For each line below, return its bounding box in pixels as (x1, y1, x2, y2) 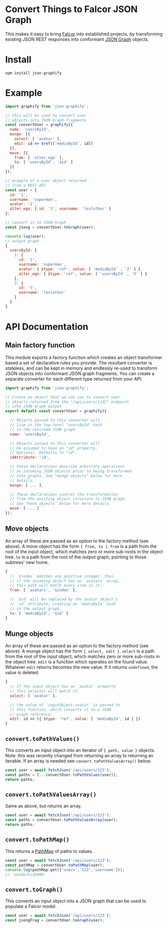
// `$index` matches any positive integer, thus (10, 574, 114, 579)
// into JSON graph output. (5, 404, 64, 409)
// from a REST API (5, 183, 46, 188)
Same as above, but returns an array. (5, 803, 82, 809)
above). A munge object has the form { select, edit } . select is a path (5, 648, 155, 654)
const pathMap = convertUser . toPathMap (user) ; (5, 863, 105, 868)
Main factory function (5, 341, 75, 349)
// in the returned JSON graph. (10, 427, 78, 432)
